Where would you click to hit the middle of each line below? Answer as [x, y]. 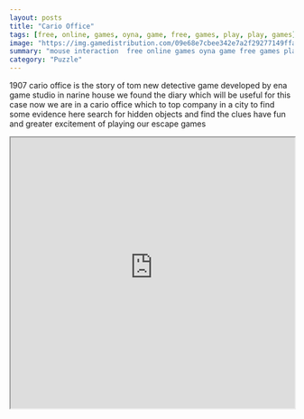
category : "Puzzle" [46, 60]
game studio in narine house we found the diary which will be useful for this [150, 95]
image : [22, 43]
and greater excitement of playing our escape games [108, 124]
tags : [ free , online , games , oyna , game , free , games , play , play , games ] [153, 34]
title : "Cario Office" [52, 26]
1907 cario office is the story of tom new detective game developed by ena [148, 85]
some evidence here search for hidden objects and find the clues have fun [148, 114]
